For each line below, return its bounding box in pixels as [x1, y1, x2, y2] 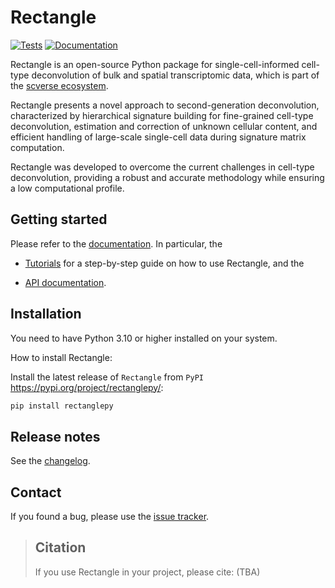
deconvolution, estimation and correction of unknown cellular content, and [10, 120, 318, 132]
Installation [10, 306, 82, 323]
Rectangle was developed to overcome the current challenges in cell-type [10, 161, 315, 173]
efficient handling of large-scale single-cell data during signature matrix [10, 131, 307, 143]
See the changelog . [10, 455, 91, 467]
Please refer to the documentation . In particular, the [10, 237, 223, 250]
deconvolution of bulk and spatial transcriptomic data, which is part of [31, 69, 320, 81]
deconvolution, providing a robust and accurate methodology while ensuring [10, 171, 325, 183]
